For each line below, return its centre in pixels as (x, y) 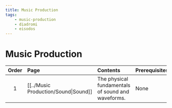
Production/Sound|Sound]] (60, 92)
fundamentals (114, 86)
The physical (113, 79)
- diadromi (26, 24)
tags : (11, 15)
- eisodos (25, 29)
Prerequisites (152, 70)
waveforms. (111, 98)
